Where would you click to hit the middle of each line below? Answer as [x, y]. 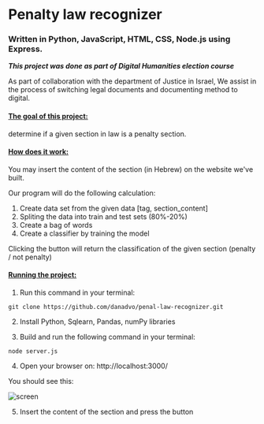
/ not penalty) [30, 257]
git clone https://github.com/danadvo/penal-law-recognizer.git [116, 307]
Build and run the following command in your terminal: [107, 337]
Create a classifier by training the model [84, 233]
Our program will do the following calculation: [82, 193]
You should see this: [41, 381]
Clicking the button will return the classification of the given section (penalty [132, 248]
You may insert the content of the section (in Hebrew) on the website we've [131, 169]
